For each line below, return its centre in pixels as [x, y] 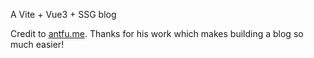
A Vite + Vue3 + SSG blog [63, 14]
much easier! [37, 44]
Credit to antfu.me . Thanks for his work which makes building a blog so [157, 33]
